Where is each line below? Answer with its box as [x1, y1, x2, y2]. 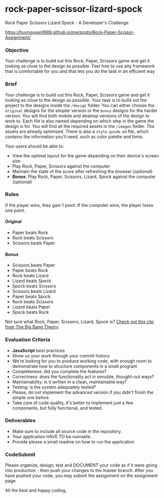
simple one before [12, 394, 49, 400]
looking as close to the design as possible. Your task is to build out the [5, 97, 147, 103]
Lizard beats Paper [12, 304, 50, 310]
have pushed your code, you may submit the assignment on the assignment [5, 473, 158, 479]
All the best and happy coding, [5, 488, 67, 494]
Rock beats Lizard [12, 273, 49, 279]
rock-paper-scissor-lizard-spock [5, 3, 142, 15]
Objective [5, 47, 29, 54]
